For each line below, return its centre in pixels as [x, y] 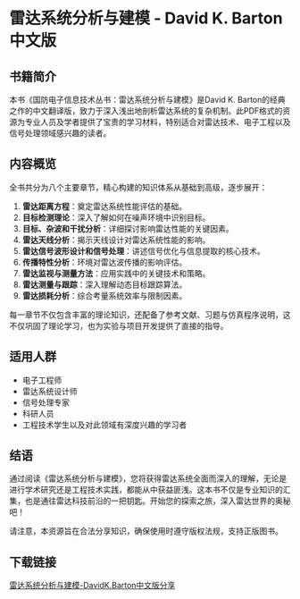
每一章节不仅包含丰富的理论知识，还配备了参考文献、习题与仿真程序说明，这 [150, 315]
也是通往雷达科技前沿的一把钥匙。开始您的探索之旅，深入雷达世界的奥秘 [158, 501]
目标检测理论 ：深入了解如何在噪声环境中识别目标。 [116, 217]
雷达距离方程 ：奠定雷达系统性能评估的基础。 [104, 206]
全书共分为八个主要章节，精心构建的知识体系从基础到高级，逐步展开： [138, 187]
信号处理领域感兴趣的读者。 [60, 133]
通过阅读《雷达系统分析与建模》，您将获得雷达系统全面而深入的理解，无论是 [148, 478]
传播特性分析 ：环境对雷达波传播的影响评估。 [104, 262]
